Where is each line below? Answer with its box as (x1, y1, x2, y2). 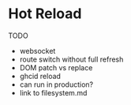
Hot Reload (8, 5, 82, 23)
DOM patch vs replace (19, 62, 93, 72)
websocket (19, 46, 56, 55)
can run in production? (19, 80, 94, 89)
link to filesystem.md (19, 88, 88, 97)
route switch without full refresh (19, 54, 124, 64)
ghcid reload (19, 71, 62, 81)
